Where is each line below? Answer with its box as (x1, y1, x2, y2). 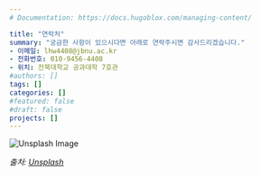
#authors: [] (9, 71, 59, 81)
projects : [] (9, 114, 59, 123)
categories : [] (9, 88, 67, 97)
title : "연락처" (9, 29, 65, 39)
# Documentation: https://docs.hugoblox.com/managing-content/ (9, 13, 253, 23)
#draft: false (9, 105, 63, 114)
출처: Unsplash (9, 157, 65, 168)
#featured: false (9, 97, 75, 106)
